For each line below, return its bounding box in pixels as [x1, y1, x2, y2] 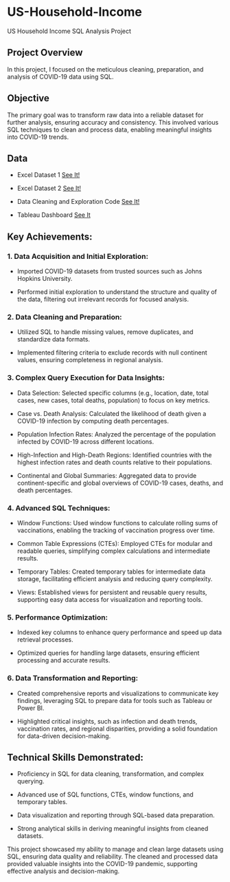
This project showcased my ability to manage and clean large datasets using [7, 845, 224, 854]
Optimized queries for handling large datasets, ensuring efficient [16, 649, 200, 658]
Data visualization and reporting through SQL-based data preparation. [16, 811, 215, 819]
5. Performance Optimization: [7, 612, 108, 622]
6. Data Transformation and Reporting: [7, 673, 139, 683]
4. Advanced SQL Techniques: [7, 503, 111, 513]
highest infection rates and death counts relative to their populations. [16, 458, 213, 466]
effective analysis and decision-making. [7, 867, 120, 875]
